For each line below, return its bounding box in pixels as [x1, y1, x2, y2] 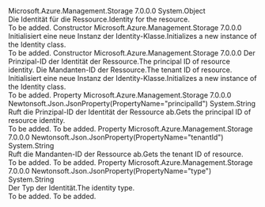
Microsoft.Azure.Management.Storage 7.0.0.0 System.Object [8, 6, 206, 15]
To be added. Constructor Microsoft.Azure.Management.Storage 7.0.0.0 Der [8, 48, 256, 57]
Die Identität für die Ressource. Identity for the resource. [8, 14, 190, 24]
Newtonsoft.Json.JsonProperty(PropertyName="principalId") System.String [8, 99, 256, 108]
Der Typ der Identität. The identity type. [8, 183, 135, 192]
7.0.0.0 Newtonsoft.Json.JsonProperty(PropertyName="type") [8, 167, 212, 175]
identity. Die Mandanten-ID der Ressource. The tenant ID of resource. [8, 65, 233, 75]
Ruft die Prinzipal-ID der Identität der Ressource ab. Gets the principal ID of [8, 107, 252, 117]
